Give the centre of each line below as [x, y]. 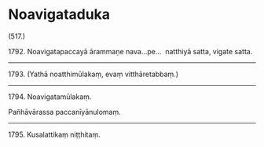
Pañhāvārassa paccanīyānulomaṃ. [65, 112]
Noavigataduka [59, 15]
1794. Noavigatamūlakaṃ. [50, 97]
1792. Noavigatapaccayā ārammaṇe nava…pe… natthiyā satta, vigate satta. [130, 51]
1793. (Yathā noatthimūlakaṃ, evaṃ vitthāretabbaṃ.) [93, 74]
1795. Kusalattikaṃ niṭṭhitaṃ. [54, 134]
